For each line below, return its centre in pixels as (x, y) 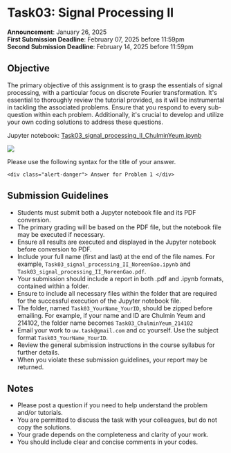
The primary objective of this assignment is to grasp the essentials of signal (115, 85)
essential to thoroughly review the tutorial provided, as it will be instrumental (116, 100)
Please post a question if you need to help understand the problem (112, 405)
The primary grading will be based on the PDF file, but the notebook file (119, 227)
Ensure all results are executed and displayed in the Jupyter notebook (117, 242)
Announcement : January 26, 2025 (57, 32)
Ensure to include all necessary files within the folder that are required (117, 293)
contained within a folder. (53, 286)
